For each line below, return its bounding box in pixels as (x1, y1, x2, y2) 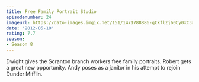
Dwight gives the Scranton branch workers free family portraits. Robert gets (6, 57, 191, 65)
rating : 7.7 (6, 31, 36, 37)
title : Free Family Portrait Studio (6, 8, 97, 15)
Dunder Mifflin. (6, 70, 43, 77)
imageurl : (6, 19, 31, 25)
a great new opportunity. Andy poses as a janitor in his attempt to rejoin (6, 64, 181, 71)
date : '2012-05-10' (6, 25, 54, 31)
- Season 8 (6, 42, 33, 48)
